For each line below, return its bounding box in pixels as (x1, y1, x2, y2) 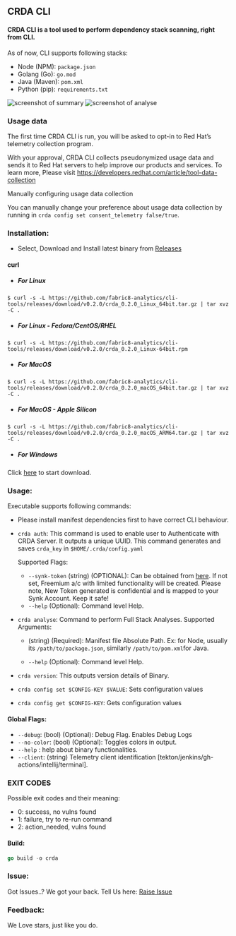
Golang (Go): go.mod (17, 70, 76, 78)
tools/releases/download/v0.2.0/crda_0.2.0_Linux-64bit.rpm (7, 345, 189, 352)
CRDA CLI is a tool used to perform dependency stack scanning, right (7, 25, 216, 34)
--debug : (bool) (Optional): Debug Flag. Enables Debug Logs (17, 731, 192, 739)
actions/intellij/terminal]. (17, 760, 88, 769)
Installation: (7, 228, 49, 238)
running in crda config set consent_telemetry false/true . (7, 210, 179, 219)
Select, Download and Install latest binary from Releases (17, 244, 182, 253)
